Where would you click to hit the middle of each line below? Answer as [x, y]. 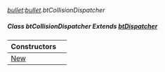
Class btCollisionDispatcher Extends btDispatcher [82, 26]
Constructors [34, 46]
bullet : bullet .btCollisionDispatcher [56, 10]
